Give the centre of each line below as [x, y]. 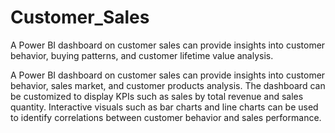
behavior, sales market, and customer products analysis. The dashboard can [168, 85]
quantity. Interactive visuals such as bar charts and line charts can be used [164, 107]
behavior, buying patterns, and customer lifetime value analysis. [142, 55]
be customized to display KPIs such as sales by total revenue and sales [157, 96]
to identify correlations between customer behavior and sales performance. [166, 117]
